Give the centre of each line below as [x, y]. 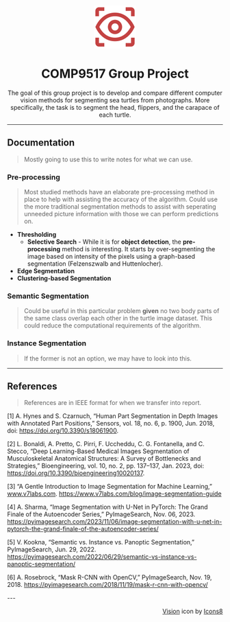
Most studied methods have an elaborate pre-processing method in [119, 192]
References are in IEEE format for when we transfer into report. [113, 403]
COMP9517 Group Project [115, 74]
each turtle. [115, 115]
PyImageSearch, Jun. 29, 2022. [52, 550]
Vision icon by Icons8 [192, 611]
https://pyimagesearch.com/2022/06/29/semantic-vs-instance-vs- [102, 557]
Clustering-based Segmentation [64, 278]
